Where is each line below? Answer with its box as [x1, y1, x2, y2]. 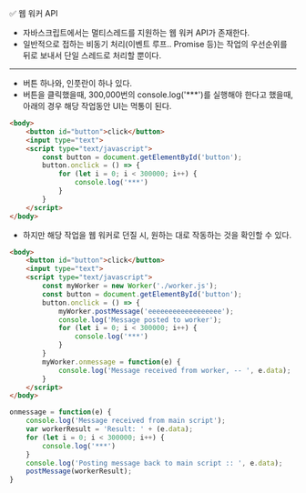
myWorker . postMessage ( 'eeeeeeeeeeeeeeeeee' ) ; [57, 307, 234, 316]
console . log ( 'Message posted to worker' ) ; [57, 315, 222, 325]
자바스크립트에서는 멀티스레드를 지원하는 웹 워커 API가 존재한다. [22, 27, 250, 38]
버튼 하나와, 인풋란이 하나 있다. [22, 78, 133, 88]
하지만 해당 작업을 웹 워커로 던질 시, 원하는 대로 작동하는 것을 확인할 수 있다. [22, 229, 292, 240]
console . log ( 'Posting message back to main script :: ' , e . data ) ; [25, 458, 283, 468]
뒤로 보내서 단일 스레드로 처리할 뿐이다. [22, 50, 162, 61]
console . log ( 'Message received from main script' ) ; [25, 417, 226, 426]
